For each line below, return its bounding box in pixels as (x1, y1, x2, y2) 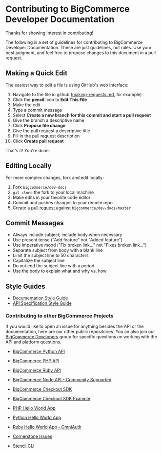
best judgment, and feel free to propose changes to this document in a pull (5, 50, 156, 56)
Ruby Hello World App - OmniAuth (12, 424, 82, 430)
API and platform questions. (5, 339, 61, 345)
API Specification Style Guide (12, 300, 72, 306)
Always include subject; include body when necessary (12, 232, 122, 237)
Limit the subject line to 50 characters (12, 253, 89, 258)
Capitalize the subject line (12, 257, 65, 264)
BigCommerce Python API (12, 349, 65, 355)
